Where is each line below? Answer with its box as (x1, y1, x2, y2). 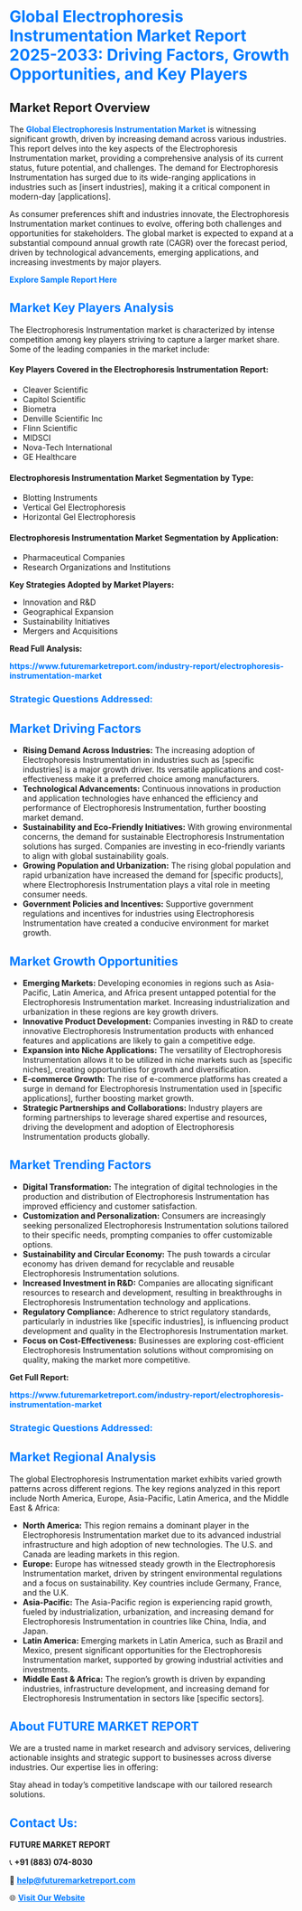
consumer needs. (22, 889, 88, 900)
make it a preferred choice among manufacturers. (75, 774, 260, 785)
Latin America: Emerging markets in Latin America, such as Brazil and (22, 1634, 284, 1646)
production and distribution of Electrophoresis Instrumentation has (22, 1191, 270, 1201)
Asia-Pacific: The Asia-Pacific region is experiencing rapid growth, (22, 1596, 273, 1607)
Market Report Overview (9, 99, 151, 115)
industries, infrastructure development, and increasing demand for (22, 1683, 270, 1694)
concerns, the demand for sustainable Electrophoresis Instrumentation (22, 832, 285, 843)
